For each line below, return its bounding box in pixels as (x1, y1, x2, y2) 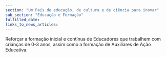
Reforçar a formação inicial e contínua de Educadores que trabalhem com (5, 36, 161, 42)
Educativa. (5, 47, 28, 53)
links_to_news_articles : (5, 22, 58, 27)
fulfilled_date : (5, 17, 40, 22)
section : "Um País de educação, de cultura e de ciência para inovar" (5, 7, 159, 13)
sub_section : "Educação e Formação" (5, 12, 84, 17)
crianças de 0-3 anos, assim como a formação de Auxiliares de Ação (5, 42, 151, 48)
